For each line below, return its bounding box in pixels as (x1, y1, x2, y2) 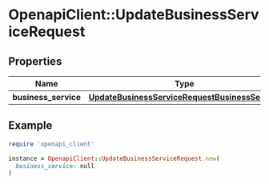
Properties (8, 54, 62, 68)
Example (8, 118, 53, 133)
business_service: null (15, 162, 94, 170)
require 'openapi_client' (8, 140, 94, 148)
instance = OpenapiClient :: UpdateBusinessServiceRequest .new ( (8, 154, 220, 162)
